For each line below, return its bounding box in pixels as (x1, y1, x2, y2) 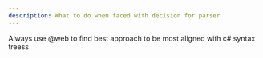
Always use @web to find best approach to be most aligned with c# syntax (8, 33, 256, 43)
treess (8, 41, 30, 52)
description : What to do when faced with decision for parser (8, 11, 221, 20)
